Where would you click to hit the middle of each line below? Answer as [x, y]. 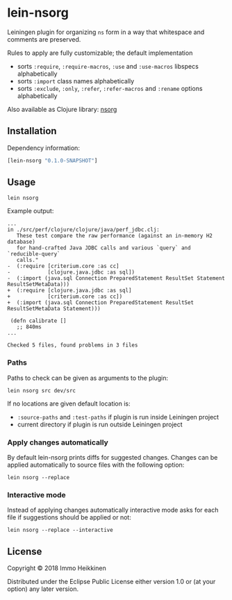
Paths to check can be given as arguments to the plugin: [88, 378]
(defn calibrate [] [39, 321]
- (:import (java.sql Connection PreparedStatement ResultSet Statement [116, 278]
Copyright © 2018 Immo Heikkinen [57, 568]
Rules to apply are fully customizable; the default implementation [100, 53]
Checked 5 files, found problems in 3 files [73, 345]
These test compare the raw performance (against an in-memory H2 [115, 236]
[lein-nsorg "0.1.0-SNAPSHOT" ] [52, 160]
